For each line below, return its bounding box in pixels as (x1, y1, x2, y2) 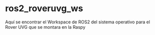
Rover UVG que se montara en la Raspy (5, 24, 86, 30)
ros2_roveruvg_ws (5, 3, 83, 14)
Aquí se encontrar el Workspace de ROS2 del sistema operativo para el (5, 19, 150, 25)
